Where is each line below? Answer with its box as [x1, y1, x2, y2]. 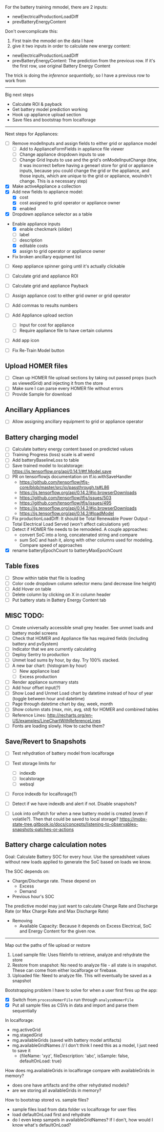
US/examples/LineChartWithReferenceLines [12, 717, 101, 723]
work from [5, 78, 26, 83]
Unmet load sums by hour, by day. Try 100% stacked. [12, 657, 120, 663]
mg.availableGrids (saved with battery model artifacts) [12, 1037, 122, 1043]
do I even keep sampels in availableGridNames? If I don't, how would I [12, 1117, 153, 1123]
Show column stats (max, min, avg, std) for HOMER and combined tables [12, 707, 159, 713]
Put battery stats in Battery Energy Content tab [12, 597, 106, 603]
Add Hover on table [12, 586, 52, 592]
